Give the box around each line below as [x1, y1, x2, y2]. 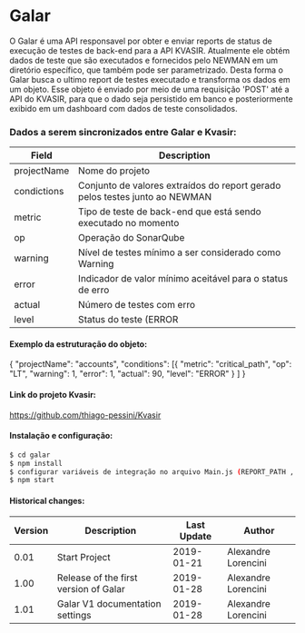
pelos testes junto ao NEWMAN [78, 191, 212, 203]
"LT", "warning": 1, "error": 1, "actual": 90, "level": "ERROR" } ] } [9, 369, 246, 380]
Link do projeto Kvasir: [9, 390, 97, 401]
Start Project [57, 550, 111, 563]
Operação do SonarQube [78, 232, 185, 244]
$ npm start [9, 476, 54, 485]
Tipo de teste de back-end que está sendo [78, 205, 261, 218]
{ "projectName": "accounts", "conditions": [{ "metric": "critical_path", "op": [9, 359, 292, 370]
